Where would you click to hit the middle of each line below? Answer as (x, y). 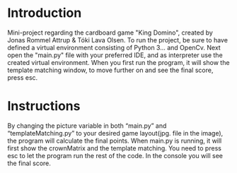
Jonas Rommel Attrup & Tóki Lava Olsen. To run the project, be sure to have (118, 40)
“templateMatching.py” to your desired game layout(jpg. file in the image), (115, 133)
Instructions (44, 106)
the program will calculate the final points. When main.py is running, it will (115, 141)
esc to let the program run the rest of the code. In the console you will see (115, 155)
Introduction (45, 13)
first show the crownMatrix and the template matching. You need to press (114, 148)
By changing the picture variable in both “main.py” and (87, 126)
